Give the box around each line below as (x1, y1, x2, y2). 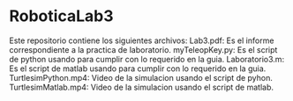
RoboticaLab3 (9, 6, 114, 26)
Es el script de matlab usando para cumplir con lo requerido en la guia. (9, 63, 267, 74)
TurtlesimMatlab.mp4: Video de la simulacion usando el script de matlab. (9, 82, 274, 92)
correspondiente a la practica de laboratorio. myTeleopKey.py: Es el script (9, 44, 278, 54)
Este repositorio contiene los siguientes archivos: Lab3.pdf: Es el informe (9, 35, 274, 46)
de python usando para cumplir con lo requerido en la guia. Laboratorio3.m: (9, 54, 285, 64)
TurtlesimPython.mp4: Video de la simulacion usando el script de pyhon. (9, 72, 274, 83)
